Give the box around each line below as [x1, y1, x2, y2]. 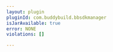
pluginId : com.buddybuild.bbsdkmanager [6, 15, 107, 21]
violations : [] [6, 31, 45, 37]
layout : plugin [6, 8, 45, 15]
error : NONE [6, 25, 36, 32]
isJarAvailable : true [6, 20, 61, 26]
